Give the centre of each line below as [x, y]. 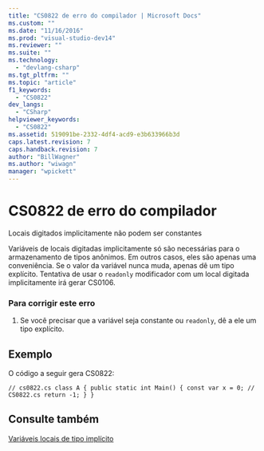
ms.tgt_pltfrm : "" [39, 75]
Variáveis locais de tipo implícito [61, 438]
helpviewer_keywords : [44, 120]
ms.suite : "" [30, 53]
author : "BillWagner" [44, 156]
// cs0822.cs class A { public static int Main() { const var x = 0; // [132, 388]
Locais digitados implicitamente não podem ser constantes [105, 233]
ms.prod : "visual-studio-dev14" [62, 38]
